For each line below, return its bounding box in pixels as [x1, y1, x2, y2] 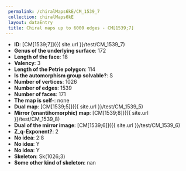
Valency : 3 [13, 60, 41, 67]
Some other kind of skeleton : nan [13, 159, 96, 166]
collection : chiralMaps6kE [8, 14, 74, 20]
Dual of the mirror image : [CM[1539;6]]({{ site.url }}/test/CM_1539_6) [13, 122, 181, 129]
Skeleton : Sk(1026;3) [13, 153, 66, 160]
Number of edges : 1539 [13, 84, 73, 91]
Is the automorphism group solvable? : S [13, 72, 113, 79]
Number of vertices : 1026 [13, 78, 77, 85]
